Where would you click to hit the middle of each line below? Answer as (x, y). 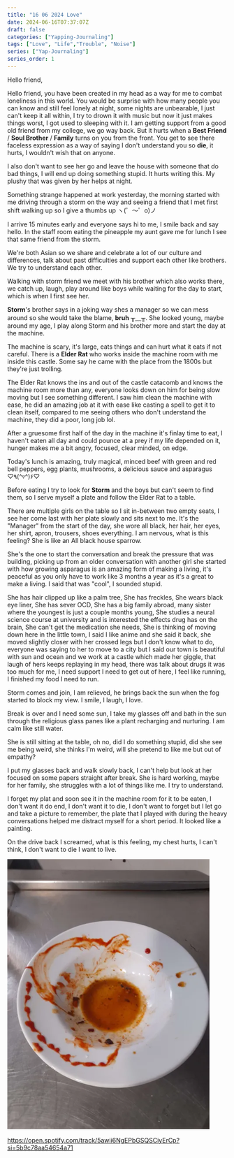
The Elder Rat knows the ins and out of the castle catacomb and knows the (115, 382)
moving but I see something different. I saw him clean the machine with (110, 397)
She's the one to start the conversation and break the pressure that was (111, 554)
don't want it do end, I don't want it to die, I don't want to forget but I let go (115, 806)
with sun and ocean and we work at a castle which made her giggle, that (111, 656)
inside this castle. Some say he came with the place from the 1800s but (110, 361)
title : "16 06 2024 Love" (45, 15)
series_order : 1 (31, 59)
